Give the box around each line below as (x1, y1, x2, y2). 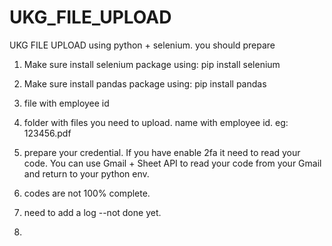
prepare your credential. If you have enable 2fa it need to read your (23, 146, 301, 158)
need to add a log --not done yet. (23, 206, 162, 218)
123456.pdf (23, 127, 72, 139)
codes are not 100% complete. (23, 187, 151, 199)
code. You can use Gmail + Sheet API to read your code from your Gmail (23, 157, 322, 169)
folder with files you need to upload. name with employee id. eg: (23, 116, 289, 128)
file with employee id (23, 97, 110, 109)
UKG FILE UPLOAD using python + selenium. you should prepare (9, 39, 276, 51)
